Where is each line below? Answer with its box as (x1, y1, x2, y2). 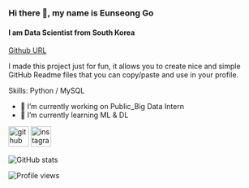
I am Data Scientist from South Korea (8, 28, 135, 37)
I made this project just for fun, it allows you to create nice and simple (8, 61, 241, 72)
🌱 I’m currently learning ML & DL (19, 110, 129, 120)
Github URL (8, 46, 47, 55)
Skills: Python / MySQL (8, 85, 85, 96)
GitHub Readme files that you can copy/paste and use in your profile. (8, 70, 239, 80)
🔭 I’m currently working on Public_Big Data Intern (19, 102, 185, 111)
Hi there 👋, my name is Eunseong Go (8, 7, 154, 19)
